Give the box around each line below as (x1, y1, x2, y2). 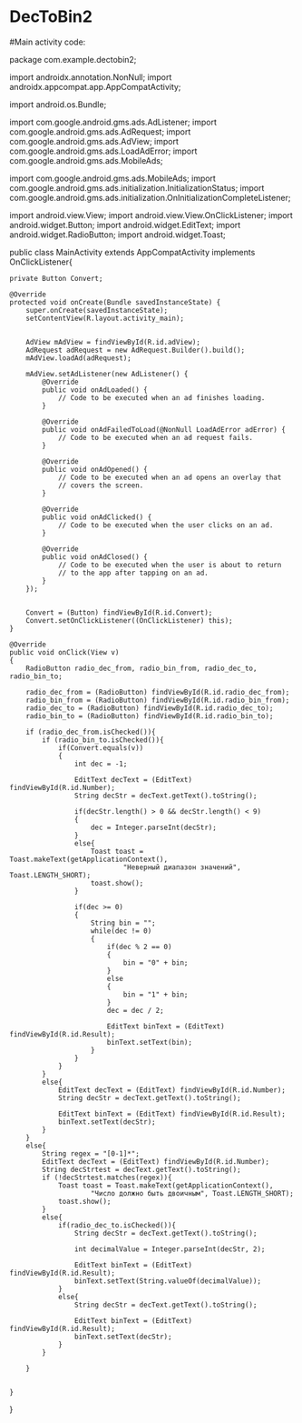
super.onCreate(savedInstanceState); (25, 306, 169, 315)
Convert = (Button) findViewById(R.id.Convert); (25, 607, 213, 617)
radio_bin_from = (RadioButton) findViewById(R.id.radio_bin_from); (25, 696, 290, 705)
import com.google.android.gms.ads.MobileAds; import (9, 173, 216, 184)
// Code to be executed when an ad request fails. (57, 433, 254, 442)
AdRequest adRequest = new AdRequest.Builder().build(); (25, 346, 246, 355)
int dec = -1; (73, 759, 128, 768)
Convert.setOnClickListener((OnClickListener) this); (25, 616, 233, 625)
